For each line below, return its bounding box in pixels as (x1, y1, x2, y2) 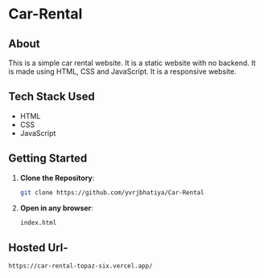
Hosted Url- (8, 240, 68, 254)
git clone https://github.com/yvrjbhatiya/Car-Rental (19, 188, 204, 197)
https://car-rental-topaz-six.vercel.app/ (8, 262, 153, 270)
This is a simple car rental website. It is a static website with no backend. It (8, 58, 256, 67)
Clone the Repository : (19, 173, 95, 182)
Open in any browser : (19, 202, 94, 213)
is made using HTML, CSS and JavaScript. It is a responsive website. (8, 67, 237, 76)
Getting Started (8, 152, 88, 166)
